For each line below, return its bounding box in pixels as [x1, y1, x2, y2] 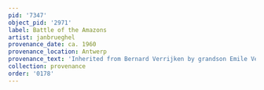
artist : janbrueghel [8, 33, 76, 41]
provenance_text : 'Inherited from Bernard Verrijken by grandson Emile [8, 56, 247, 63]
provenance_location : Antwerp [8, 48, 108, 56]
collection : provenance [8, 63, 86, 70]
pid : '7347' [8, 11, 47, 20]
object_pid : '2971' [8, 19, 72, 27]
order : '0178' [8, 70, 55, 77]
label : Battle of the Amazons [8, 26, 108, 34]
